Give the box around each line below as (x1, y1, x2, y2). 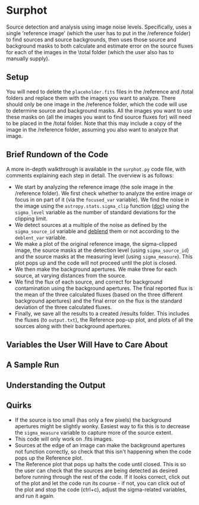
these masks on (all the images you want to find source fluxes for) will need (6, 113, 191, 120)
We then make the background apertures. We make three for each (14, 266, 177, 273)
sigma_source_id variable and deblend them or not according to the (14, 227, 179, 235)
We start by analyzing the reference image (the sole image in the (14, 183, 173, 191)
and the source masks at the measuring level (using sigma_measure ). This (14, 253, 193, 260)
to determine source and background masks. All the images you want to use (6, 107, 192, 114)
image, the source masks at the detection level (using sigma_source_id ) (14, 247, 189, 254)
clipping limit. (14, 215, 48, 222)
